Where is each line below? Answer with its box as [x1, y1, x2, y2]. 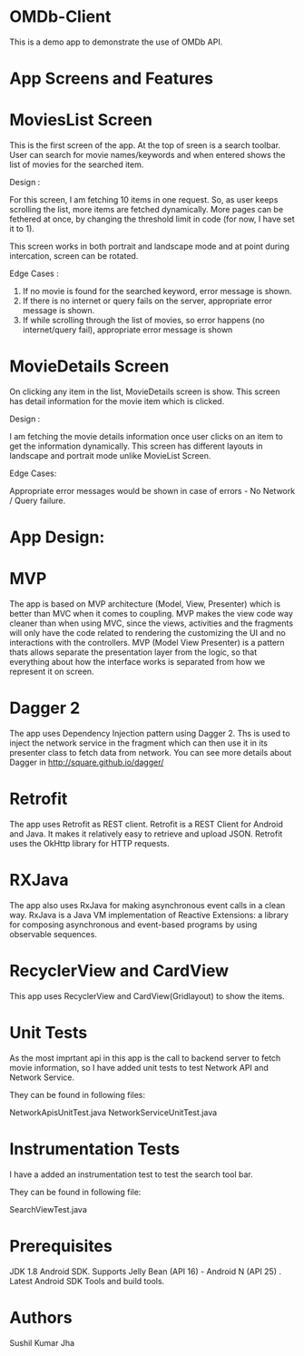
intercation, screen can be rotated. [9, 251, 139, 262]
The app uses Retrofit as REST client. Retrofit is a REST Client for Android [9, 819, 283, 829]
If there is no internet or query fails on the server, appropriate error [22, 295, 272, 306]
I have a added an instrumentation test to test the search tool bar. [9, 1169, 253, 1180]
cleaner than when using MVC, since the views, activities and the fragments [9, 618, 293, 629]
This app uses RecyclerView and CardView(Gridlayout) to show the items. [9, 990, 285, 1001]
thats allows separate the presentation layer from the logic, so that [9, 647, 258, 658]
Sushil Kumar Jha [9, 1337, 75, 1348]
